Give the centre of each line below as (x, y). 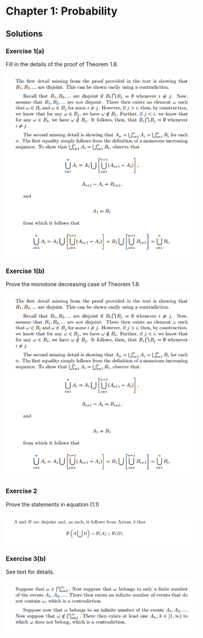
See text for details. (30, 572)
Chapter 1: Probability (62, 11)
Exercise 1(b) (25, 271)
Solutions (24, 34)
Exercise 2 (22, 491)
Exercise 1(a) (25, 51)
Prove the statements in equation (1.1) (53, 504)
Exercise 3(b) (26, 558)
